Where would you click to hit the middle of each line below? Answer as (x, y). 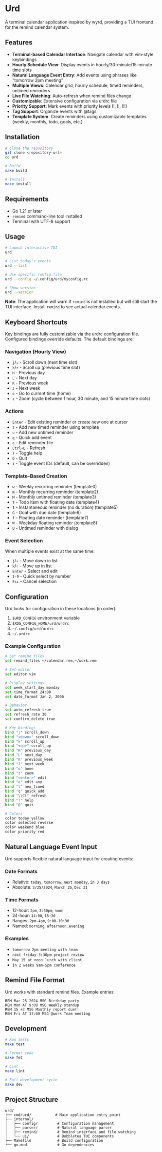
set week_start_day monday (32, 687)
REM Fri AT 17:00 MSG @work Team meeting (48, 1013)
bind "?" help (19, 800)
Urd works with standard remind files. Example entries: (60, 992)
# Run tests (17, 1040)
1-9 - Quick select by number (42, 576)
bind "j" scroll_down (27, 732)
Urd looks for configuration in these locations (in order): (61, 609)
